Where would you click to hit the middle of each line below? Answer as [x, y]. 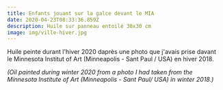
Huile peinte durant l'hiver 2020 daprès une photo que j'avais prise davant [112, 52]
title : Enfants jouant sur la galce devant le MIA [81, 13]
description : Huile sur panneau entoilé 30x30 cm [79, 26]
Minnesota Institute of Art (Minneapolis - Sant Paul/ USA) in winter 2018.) [110, 80]
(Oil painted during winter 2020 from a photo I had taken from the [100, 72]
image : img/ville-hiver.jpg [47, 32]
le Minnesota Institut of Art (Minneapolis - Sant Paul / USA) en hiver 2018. [110, 59]
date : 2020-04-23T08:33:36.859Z [53, 20]
